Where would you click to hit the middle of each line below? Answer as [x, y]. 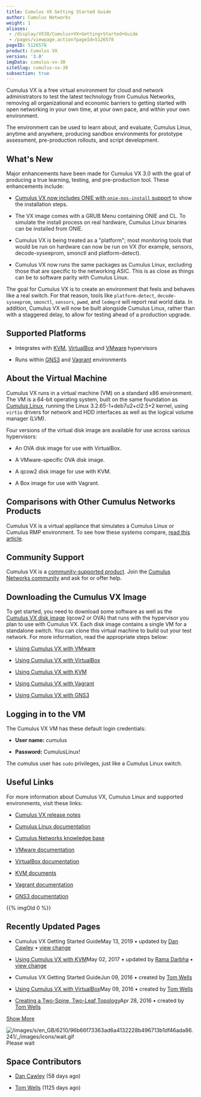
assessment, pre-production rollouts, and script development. [82, 140]
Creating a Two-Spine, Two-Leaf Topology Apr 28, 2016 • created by [99, 1000]
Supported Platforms [46, 334]
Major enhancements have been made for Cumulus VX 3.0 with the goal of [98, 174]
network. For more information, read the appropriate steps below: [87, 637]
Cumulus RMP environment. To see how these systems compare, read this [98, 532]
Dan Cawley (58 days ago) [48, 1076]
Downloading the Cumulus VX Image [76, 597]
